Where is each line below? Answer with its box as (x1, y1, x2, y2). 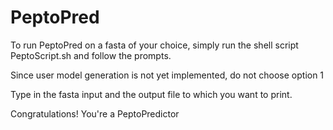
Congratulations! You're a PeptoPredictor (10, 107, 180, 120)
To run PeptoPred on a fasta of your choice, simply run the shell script (10, 39, 299, 51)
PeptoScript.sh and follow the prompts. (10, 49, 172, 61)
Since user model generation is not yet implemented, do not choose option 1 (10, 69, 325, 81)
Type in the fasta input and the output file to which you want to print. (10, 88, 293, 100)
